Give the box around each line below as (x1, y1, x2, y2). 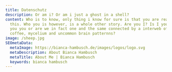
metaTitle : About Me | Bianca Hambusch (10, 54, 95, 60)
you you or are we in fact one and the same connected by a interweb (10, 26, 161, 31)
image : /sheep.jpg (5, 36, 45, 41)
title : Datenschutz (5, 7, 47, 13)
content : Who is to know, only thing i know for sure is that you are (5, 17, 159, 22)
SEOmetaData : (5, 41, 33, 46)
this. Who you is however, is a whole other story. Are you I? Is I (10, 21, 159, 27)
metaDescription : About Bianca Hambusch (10, 50, 97, 55)
